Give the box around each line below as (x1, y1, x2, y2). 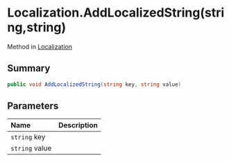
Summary (7, 62, 51, 74)
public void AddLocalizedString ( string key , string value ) (7, 81, 182, 88)
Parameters (7, 100, 59, 112)
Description (58, 120, 99, 130)
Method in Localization (7, 42, 73, 51)
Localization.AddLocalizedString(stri (7, 5, 225, 21)
